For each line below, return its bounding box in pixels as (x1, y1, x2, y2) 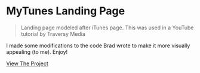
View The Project (6, 60, 49, 67)
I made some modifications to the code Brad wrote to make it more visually (6, 42, 190, 49)
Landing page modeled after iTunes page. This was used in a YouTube (20, 24, 194, 31)
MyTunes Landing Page (6, 4, 125, 18)
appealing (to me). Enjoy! (6, 48, 68, 55)
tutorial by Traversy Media (20, 30, 85, 37)
